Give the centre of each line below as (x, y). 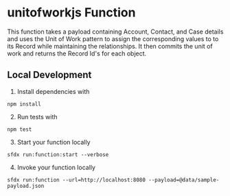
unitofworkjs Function (71, 13)
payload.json (26, 186)
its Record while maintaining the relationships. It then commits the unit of (110, 46)
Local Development (49, 75)
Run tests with (37, 117)
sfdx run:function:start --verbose (58, 155)
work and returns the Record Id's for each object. (77, 53)
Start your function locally (54, 142)
